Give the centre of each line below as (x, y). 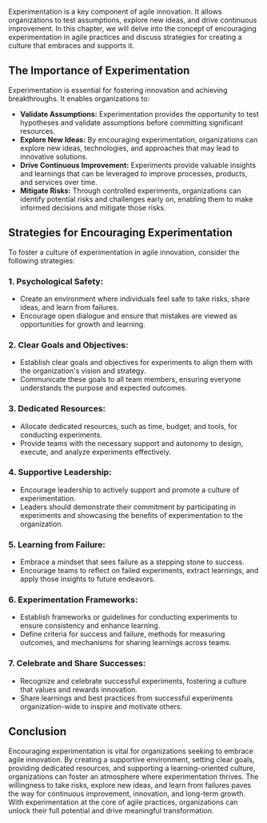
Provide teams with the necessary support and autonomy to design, (132, 443)
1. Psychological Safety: (56, 281)
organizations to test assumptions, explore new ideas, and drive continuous (133, 20)
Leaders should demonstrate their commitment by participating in (128, 507)
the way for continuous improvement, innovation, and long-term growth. (127, 793)
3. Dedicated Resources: (57, 409)
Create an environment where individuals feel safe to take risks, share (135, 299)
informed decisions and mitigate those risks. (93, 207)
